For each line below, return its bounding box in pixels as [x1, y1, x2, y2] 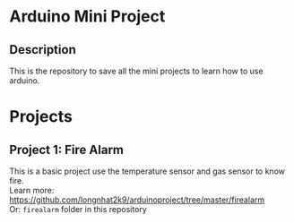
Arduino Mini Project [9, 6, 166, 27]
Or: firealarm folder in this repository [9, 204, 148, 214]
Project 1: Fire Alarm [9, 142, 124, 158]
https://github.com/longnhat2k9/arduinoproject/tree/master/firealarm [9, 194, 265, 205]
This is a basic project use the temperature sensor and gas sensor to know [9, 166, 285, 176]
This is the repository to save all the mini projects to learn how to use [9, 65, 264, 76]
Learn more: [9, 185, 55, 195]
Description [9, 42, 76, 57]
